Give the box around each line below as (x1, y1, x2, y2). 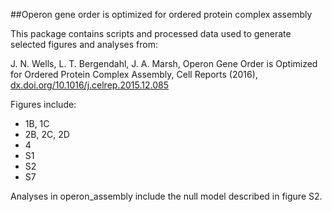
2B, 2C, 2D (24, 129, 70, 140)
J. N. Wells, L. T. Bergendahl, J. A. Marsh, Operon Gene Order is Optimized (10, 58, 318, 69)
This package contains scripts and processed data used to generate (10, 28, 292, 39)
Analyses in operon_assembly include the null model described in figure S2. (10, 190, 323, 202)
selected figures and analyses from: (10, 39, 158, 50)
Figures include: (10, 99, 77, 110)
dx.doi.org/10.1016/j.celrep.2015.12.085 (10, 79, 169, 91)
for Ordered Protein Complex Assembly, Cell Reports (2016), (10, 69, 258, 80)
